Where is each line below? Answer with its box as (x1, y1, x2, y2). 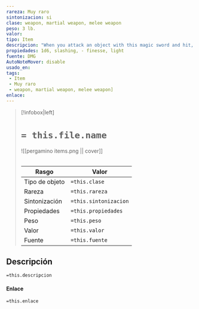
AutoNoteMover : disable (6, 59, 66, 65)
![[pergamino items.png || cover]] (20, 147, 103, 154)
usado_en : (6, 64, 31, 71)
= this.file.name (20, 129, 108, 141)
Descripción (6, 256, 53, 266)
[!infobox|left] (20, 108, 55, 116)
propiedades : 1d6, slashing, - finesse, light (6, 48, 124, 54)
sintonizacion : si (6, 14, 52, 20)
